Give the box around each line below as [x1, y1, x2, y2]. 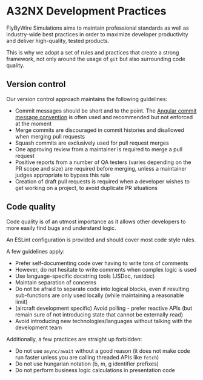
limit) [15, 298, 28, 305]
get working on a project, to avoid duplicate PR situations [15, 184, 158, 191]
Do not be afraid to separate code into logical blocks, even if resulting [15, 285, 190, 292]
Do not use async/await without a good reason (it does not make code [15, 347, 191, 355]
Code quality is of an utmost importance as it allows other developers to [6, 218, 186, 225]
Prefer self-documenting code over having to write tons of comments [15, 259, 188, 267]
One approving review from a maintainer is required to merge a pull [15, 145, 183, 152]
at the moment [15, 120, 52, 127]
